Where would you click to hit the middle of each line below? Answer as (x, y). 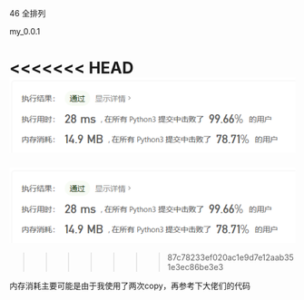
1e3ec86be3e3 (196, 267)
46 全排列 (28, 13)
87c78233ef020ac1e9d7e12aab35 (231, 257)
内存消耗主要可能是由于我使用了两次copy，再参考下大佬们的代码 (130, 286)
